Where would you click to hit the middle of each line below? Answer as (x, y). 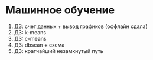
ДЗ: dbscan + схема (39, 45)
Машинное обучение (60, 10)
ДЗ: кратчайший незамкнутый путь (59, 51)
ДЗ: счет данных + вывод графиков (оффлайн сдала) (81, 26)
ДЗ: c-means (30, 38)
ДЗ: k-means (30, 32)
